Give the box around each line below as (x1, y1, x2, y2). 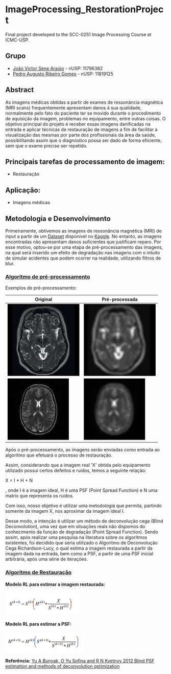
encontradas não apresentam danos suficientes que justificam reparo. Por (5, 239, 162, 245)
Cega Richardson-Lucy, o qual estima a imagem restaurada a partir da (5, 545, 153, 551)
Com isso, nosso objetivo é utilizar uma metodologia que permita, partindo (5, 503, 162, 509)
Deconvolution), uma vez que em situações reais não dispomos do (5, 523, 145, 529)
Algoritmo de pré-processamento (5, 273, 90, 280)
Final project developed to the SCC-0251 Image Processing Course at (5, 31, 152, 37)
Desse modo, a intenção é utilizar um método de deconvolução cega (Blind (5, 518, 163, 524)
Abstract (5, 85, 34, 94)
